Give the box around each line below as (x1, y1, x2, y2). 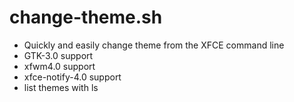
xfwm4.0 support (23, 60, 96, 72)
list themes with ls (23, 81, 99, 93)
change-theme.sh (9, 6, 163, 29)
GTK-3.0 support (23, 49, 94, 61)
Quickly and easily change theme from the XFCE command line (23, 39, 285, 51)
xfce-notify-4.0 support (23, 71, 122, 83)
